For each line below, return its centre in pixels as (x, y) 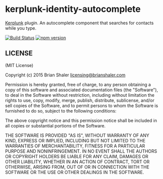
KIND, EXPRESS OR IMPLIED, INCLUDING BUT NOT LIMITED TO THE (75, 140)
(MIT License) (19, 65)
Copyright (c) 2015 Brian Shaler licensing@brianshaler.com (65, 75)
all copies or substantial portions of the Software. (55, 125)
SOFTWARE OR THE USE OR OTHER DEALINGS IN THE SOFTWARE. (75, 172)
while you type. (21, 28)
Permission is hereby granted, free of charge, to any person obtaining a (78, 84)
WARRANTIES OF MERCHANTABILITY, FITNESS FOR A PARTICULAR (75, 146)
